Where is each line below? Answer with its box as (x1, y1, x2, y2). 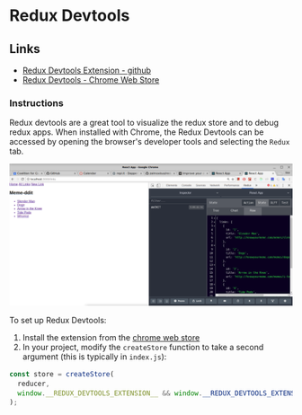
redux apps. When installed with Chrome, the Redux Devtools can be (9, 127, 264, 137)
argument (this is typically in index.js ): (22, 351, 167, 362)
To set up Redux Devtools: (9, 314, 107, 325)
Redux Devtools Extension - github (22, 65, 151, 75)
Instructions (9, 96, 65, 109)
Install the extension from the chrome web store (22, 331, 200, 342)
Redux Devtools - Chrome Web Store (22, 75, 160, 85)
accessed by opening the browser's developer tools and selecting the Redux (9, 137, 290, 147)
